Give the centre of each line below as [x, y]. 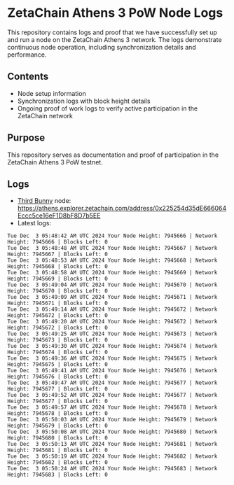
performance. [27, 55]
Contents [28, 77]
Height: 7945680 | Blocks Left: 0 [58, 438]
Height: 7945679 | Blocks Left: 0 [58, 426]
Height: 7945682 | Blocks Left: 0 [58, 463]
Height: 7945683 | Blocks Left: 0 [58, 475]
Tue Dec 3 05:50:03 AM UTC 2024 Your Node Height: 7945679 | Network [112, 420]
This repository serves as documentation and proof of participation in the [113, 155]
